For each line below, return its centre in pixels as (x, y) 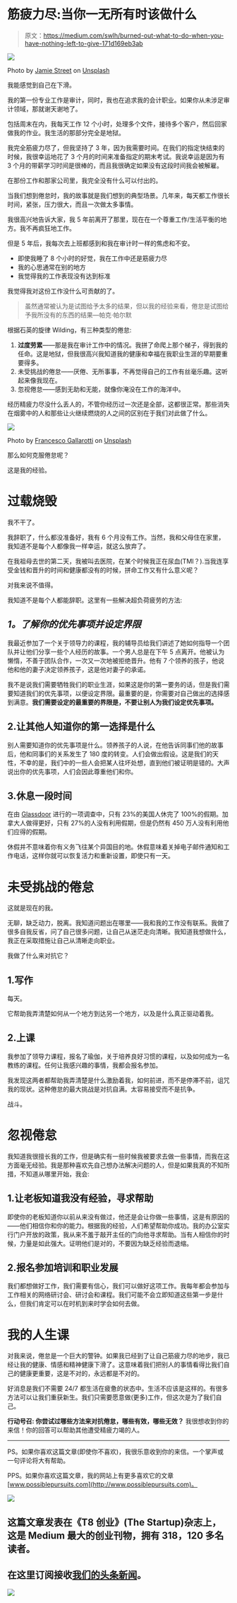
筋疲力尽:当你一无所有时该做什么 (102, 15)
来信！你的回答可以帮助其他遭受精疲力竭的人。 (75, 1430)
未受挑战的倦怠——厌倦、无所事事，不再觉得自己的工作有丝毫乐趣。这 (120, 371)
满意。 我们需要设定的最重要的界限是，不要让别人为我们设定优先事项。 (115, 702)
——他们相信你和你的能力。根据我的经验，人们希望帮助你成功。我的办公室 (115, 1225)
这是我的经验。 (29, 470)
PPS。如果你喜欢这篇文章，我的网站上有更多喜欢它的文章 (91, 1476)
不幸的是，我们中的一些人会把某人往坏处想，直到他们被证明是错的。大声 (124, 763)
